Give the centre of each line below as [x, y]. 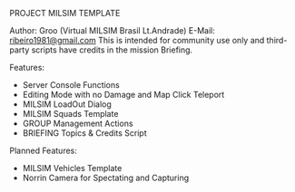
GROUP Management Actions [78, 123]
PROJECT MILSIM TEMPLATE [65, 13]
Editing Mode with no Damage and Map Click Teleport [123, 95]
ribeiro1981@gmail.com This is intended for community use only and [137, 40]
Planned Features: [43, 150]
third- [277, 40]
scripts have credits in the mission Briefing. [112, 50]
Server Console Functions [71, 85]
